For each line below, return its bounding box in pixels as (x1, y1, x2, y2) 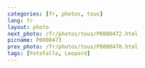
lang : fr (7, 17, 33, 24)
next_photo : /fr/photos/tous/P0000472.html (7, 30, 139, 38)
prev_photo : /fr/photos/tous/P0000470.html (7, 43, 139, 50)
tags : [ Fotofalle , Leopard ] (7, 50, 91, 57)
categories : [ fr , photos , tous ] (7, 10, 103, 18)
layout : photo (7, 23, 50, 30)
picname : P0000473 (7, 37, 62, 44)
